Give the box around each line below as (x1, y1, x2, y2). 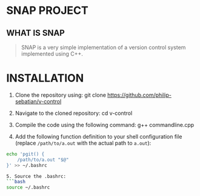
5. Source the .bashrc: (6, 173, 67, 179)
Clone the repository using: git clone (15, 91, 106, 99)
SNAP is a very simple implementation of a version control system (21, 44, 186, 51)
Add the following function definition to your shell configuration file (15, 132, 182, 140)
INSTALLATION (6, 71, 84, 85)
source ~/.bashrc (6, 185, 50, 191)
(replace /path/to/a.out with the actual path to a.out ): (15, 139, 152, 146)
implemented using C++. (21, 50, 84, 57)
